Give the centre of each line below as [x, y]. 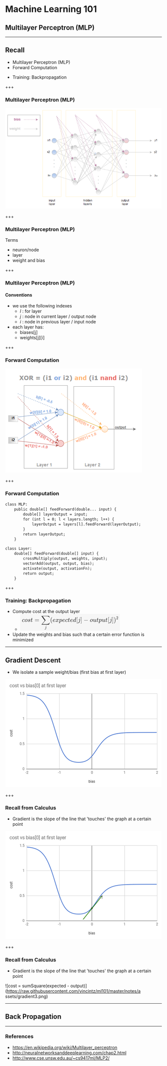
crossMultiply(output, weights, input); [65, 558]
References [19, 1037]
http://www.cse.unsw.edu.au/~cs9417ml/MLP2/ [61, 1058]
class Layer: [19, 548]
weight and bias [29, 261]
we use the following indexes [42, 306]
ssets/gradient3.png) [27, 996]
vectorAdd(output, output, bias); [59, 563]
